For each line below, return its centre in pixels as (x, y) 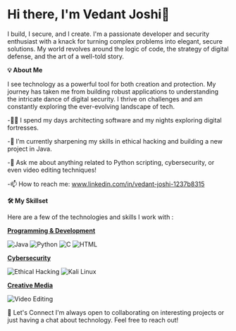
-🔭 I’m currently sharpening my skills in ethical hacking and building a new (115, 141)
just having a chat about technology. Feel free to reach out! (93, 320)
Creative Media (30, 285)
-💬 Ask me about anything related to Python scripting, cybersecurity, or (111, 162)
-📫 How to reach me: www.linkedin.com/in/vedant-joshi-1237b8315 (106, 184)
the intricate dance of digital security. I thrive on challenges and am (105, 99)
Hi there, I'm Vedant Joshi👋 (89, 14)
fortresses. (23, 127)
